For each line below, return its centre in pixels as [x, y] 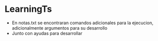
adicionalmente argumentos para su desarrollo [60, 28]
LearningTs [28, 9]
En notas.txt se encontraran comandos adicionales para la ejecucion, [82, 23]
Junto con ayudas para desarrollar [47, 33]
